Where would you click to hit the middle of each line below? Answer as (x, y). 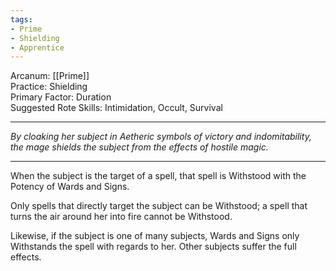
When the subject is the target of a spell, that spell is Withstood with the (158, 176)
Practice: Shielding (49, 87)
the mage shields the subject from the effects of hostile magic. (139, 147)
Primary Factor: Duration (61, 97)
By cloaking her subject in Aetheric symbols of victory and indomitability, (161, 137)
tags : (21, 19)
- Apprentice (37, 47)
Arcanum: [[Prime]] (50, 76)
